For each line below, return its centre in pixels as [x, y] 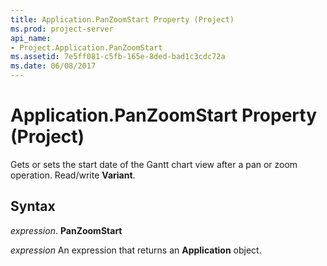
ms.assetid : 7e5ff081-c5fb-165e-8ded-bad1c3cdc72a [118, 57]
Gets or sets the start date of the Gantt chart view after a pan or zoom [154, 164]
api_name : [31, 38]
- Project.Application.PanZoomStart [86, 47]
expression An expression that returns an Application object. [136, 250]
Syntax [33, 206]
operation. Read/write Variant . [73, 175]
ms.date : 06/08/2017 [53, 66]
